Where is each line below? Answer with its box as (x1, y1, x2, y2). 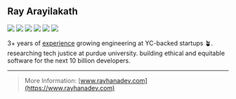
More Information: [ (24, 76, 81, 84)
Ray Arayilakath (7, 6, 79, 17)
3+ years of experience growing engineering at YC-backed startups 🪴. (7, 38, 214, 47)
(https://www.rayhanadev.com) (24, 84, 115, 92)
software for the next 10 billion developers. (7, 56, 131, 65)
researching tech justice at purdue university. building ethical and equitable (7, 49, 225, 57)
